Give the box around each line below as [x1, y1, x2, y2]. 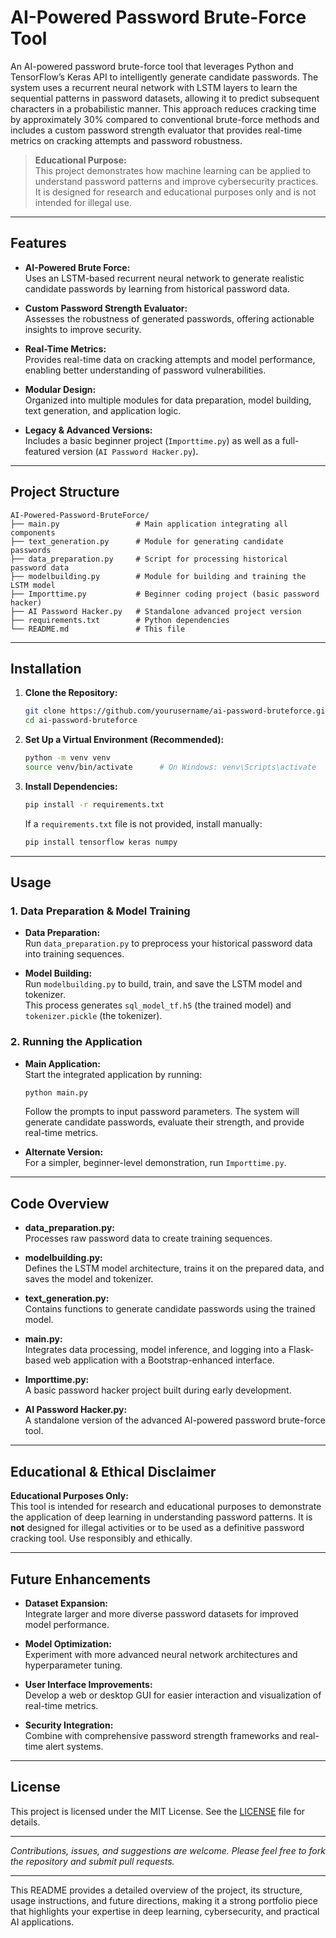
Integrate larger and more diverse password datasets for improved [24, 1607, 299, 1620]
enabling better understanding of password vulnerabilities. [24, 364, 267, 376]
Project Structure [10, 484, 120, 501]
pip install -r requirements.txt [24, 799, 165, 810]
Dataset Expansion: [24, 1597, 109, 1609]
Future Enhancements [10, 1571, 152, 1588]
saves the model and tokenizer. [24, 1273, 154, 1285]
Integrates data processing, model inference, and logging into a [24, 1344, 287, 1356]
